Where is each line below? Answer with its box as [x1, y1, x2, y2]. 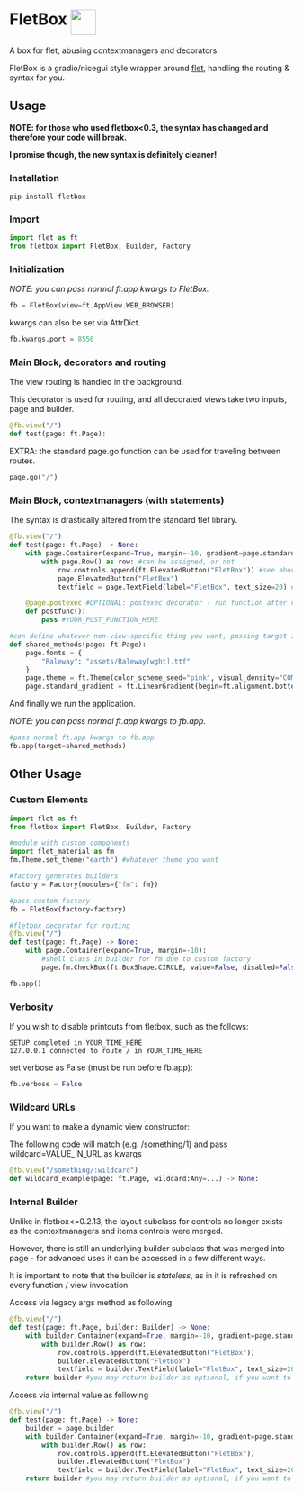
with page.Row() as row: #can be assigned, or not [41, 557, 235, 566]
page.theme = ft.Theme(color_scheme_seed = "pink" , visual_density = [25, 673, 280, 682]
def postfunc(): [25, 607, 87, 617]
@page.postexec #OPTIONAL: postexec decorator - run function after [25, 599, 288, 608]
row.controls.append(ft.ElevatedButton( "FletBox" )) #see [57, 565, 276, 574]
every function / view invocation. [9, 1280, 130, 1291]
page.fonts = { [25, 648, 83, 657]
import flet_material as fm [9, 847, 115, 856]
